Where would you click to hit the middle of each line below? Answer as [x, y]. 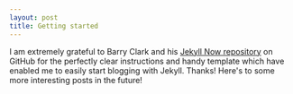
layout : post [34, 17]
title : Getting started [54, 26]
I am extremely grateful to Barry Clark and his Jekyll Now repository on [141, 51]
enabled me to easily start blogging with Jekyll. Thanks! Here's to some [142, 70]
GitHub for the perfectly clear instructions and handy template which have [147, 61]
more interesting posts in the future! [76, 80]
